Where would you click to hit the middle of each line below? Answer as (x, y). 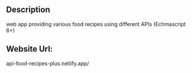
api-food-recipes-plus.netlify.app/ (48, 63)
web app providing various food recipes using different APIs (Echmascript (96, 24)
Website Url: (30, 49)
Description (28, 10)
